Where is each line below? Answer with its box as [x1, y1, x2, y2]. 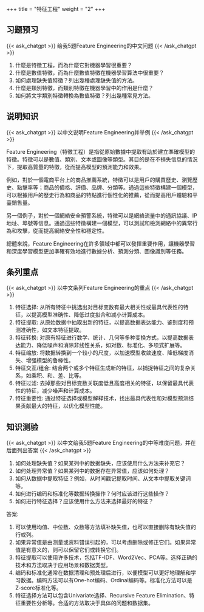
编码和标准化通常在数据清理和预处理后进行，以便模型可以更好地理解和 [15, 569, 191, 576]
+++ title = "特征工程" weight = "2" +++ [6, 5, 106, 12]
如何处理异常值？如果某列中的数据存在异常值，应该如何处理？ [15, 467, 170, 475]
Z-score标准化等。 [15, 584, 62, 591]
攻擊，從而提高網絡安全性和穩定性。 [16, 227, 107, 234]
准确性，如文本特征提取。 [20, 326, 85, 334]
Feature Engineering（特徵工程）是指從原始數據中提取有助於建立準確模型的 [6, 148, 195, 155]
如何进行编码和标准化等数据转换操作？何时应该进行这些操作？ [15, 490, 170, 497]
